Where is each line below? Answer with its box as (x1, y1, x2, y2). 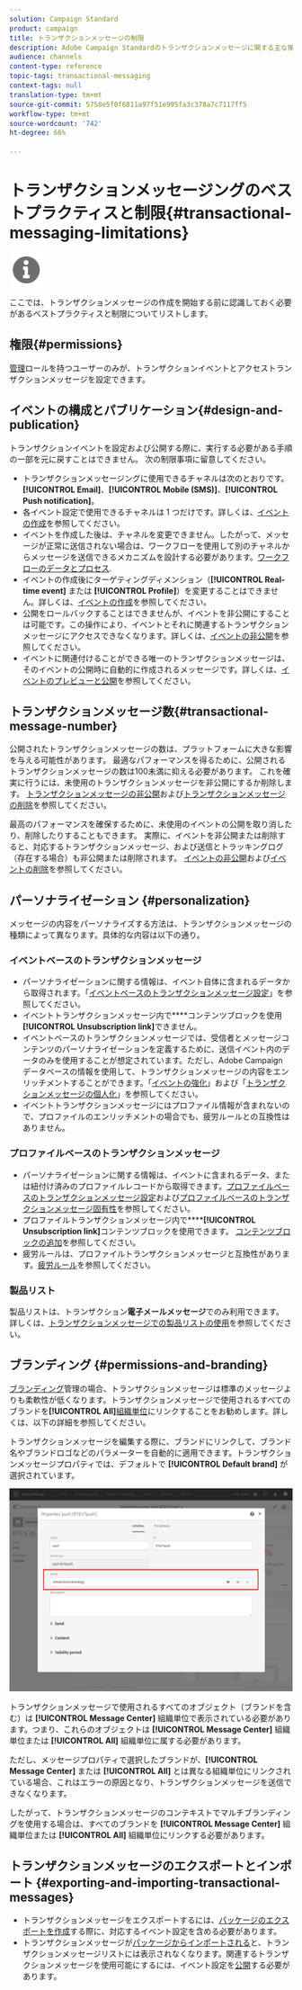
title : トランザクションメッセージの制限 (9, 33, 145, 42)
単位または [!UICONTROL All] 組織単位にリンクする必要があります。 (16, 1829, 270, 1840)
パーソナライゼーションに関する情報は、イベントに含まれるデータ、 (22, 1170, 275, 1180)
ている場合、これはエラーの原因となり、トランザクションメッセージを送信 (9, 1777, 285, 1788)
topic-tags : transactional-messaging (9, 72, 151, 81)
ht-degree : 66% (9, 129, 67, 138)
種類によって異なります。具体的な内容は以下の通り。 (9, 929, 205, 940)
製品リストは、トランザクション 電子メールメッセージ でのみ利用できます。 (9, 1306, 285, 1317)
